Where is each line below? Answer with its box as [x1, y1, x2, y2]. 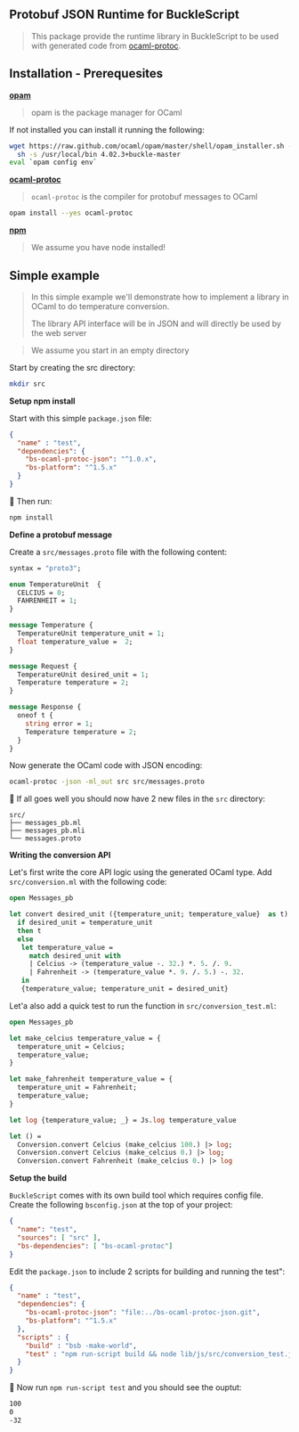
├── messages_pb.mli [9, 826, 86, 836]
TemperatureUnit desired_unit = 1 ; [17, 670, 149, 679]
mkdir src [9, 379, 46, 389]
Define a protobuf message [9, 529, 113, 540]
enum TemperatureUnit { [9, 579, 101, 589]
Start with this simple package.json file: [9, 413, 152, 423]
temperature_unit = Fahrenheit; [17, 1083, 138, 1092]
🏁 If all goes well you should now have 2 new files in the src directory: [9, 793, 265, 805]
